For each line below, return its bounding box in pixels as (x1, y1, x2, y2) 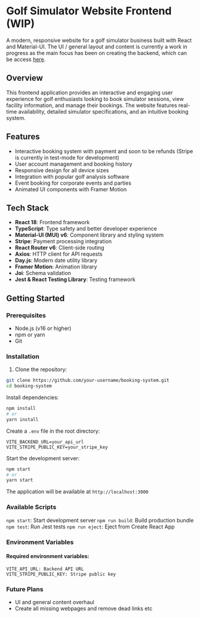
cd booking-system (6, 383, 52, 389)
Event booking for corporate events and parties (14, 179, 131, 186)
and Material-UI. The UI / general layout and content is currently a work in (6, 43, 188, 50)
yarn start (6, 477, 33, 484)
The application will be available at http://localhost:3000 (6, 488, 149, 495)
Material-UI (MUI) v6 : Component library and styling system (14, 231, 164, 238)
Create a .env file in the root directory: (6, 427, 100, 435)
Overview (6, 73, 44, 83)
